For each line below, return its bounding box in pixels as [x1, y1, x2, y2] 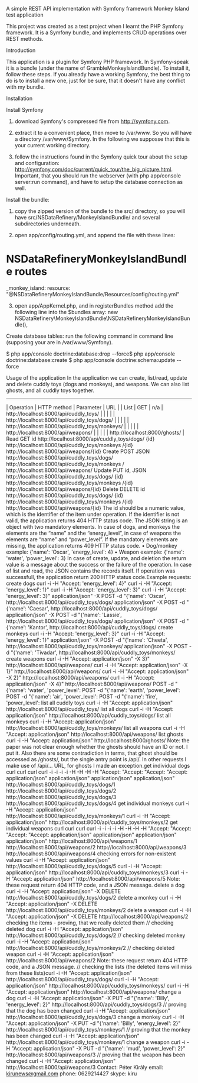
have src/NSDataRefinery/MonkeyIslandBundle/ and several [14, 214, 160, 221]
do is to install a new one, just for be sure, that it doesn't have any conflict [6, 77, 186, 84]
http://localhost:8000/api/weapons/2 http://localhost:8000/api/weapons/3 [6, 843, 187, 851]
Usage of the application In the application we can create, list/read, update [6, 374, 187, 381]
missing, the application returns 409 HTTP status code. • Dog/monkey [6, 542, 178, 549]
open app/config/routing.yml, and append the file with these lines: [14, 232, 176, 238]
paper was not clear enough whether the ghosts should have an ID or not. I [6, 743, 188, 750]
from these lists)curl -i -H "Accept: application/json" [6, 969, 133, 977]
